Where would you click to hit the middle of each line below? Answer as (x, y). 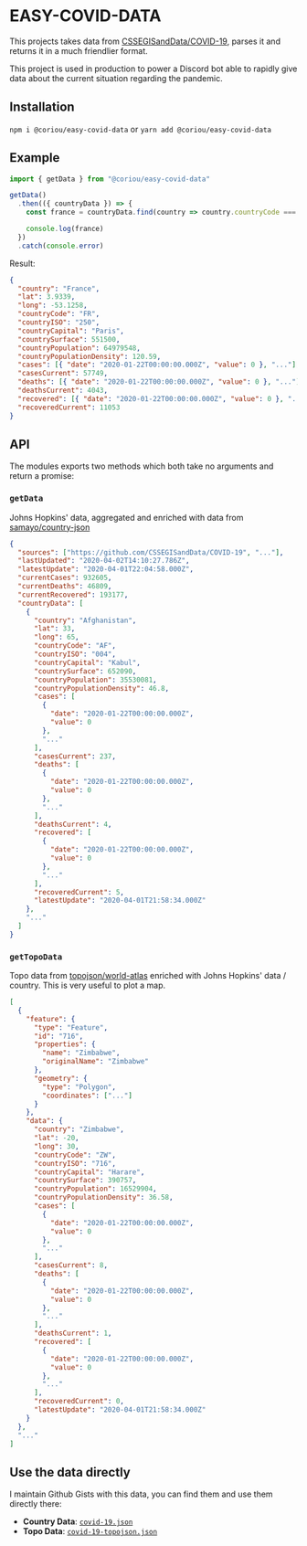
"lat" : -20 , (56, 1138)
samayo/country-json (50, 527)
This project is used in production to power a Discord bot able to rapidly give (153, 69)
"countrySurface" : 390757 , (85, 1181)
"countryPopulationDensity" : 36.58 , (103, 1198)
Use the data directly (70, 1472)
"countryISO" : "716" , (75, 1163)
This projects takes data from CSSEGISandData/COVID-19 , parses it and (145, 41)
